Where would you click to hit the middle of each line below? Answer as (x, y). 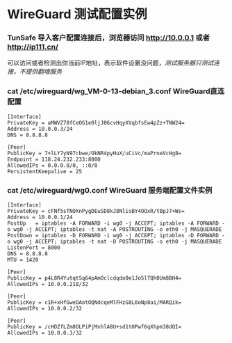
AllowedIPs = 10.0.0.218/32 (48, 285)
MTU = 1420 (23, 260)
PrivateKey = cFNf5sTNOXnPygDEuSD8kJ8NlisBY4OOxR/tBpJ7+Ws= (96, 212)
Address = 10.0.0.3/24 (40, 129)
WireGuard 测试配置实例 (77, 14)
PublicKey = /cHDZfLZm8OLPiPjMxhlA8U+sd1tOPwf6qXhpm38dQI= (94, 327)
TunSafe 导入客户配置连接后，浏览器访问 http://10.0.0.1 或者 (109, 38)
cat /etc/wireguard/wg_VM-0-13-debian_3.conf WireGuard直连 (116, 91)
